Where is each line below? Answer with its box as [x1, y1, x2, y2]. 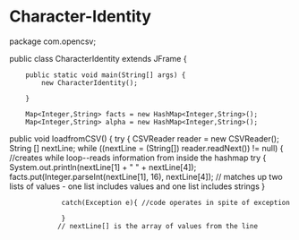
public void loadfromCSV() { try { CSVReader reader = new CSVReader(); [9, 133, 279, 144]
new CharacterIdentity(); [41, 78, 139, 87]
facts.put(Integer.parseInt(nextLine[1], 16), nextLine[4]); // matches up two [9, 171, 284, 182]
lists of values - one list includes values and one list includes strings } [9, 181, 266, 192]
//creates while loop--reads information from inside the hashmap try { [9, 152, 267, 163]
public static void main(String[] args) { [25, 70, 186, 80]
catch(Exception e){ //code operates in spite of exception [61, 198, 291, 207]
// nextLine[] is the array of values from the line [56, 221, 258, 230]
